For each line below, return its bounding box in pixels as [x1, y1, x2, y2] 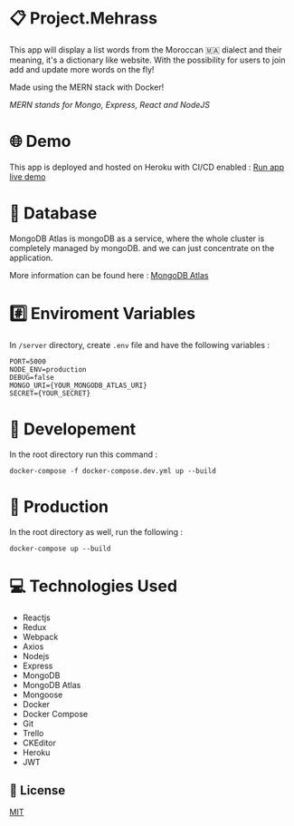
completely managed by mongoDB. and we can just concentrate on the [9, 242, 275, 253]
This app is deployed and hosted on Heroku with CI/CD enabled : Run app [9, 161, 285, 172]
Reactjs [22, 612, 52, 623]
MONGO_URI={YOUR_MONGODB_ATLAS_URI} [9, 381, 147, 390]
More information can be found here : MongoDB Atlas [9, 269, 209, 280]
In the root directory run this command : [9, 449, 158, 460]
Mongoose [22, 689, 63, 700]
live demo [9, 170, 46, 182]
